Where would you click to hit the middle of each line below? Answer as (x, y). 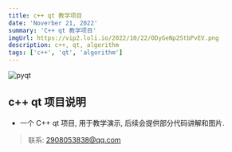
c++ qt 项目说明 (47, 102)
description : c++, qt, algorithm (64, 45)
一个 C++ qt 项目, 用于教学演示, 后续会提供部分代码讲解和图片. (122, 123)
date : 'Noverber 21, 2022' (53, 23)
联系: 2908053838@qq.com (74, 139)
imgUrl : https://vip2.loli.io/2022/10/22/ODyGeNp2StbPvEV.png (114, 38)
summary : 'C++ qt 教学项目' (53, 30)
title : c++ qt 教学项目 (45, 16)
